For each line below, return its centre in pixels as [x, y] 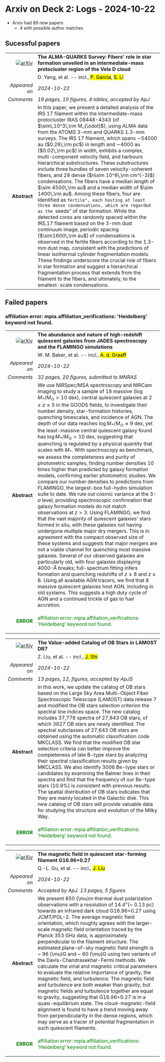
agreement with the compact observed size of [91, 537]
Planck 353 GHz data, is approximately [82, 936]
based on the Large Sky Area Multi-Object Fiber [93, 693]
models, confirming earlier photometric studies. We [97, 476]
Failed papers [26, 303]
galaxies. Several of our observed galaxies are [91, 556]
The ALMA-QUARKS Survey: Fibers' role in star [95, 57]
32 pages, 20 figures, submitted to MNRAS [87, 377]
